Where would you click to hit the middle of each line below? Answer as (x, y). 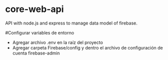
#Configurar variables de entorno (40, 32)
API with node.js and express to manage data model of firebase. (71, 23)
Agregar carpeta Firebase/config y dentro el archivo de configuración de (88, 47)
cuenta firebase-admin (36, 53)
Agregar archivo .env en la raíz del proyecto (58, 42)
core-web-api (35, 9)
